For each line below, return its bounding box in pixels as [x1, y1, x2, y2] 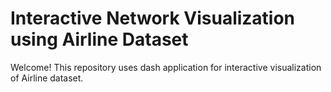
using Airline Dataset [10, 28, 189, 51]
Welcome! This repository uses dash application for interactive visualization [10, 61, 322, 73]
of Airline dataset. [10, 72, 84, 84]
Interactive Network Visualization [10, 7, 296, 30]
